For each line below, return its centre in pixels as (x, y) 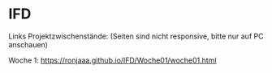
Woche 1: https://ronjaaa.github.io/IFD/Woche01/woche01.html (112, 60)
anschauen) (28, 44)
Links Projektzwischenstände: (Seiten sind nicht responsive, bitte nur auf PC (136, 36)
